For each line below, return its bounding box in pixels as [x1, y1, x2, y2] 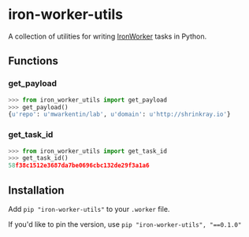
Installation [8, 183, 65, 197]
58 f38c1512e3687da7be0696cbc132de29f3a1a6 [8, 161, 150, 170]
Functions [8, 54, 59, 68]
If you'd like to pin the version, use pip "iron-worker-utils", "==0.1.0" [8, 219, 242, 229]
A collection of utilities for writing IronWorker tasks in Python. [8, 31, 207, 41]
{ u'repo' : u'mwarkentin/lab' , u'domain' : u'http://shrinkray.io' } [8, 110, 231, 119]
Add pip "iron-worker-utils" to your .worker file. [8, 204, 170, 213]
